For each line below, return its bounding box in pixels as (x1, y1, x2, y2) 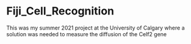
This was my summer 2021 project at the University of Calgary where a (6, 24, 185, 31)
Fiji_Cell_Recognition (6, 4, 115, 18)
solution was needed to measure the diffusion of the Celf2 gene (6, 30, 167, 37)
